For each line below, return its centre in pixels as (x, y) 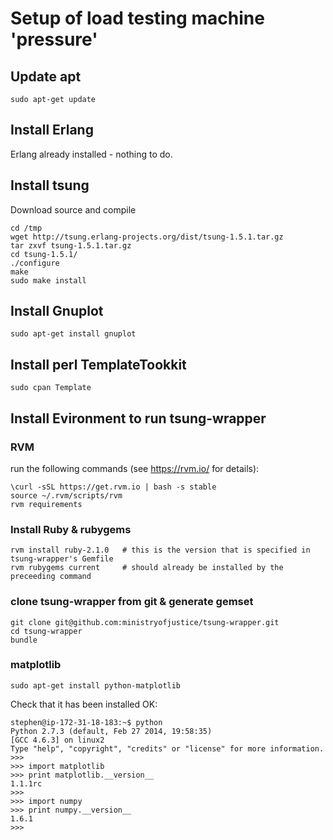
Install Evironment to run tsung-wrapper (138, 418)
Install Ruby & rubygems (71, 529)
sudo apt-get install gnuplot (73, 334)
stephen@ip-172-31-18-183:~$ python (86, 722)
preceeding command (51, 577)
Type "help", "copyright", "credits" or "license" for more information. (167, 748)
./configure (35, 263)
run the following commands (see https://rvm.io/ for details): (135, 468)
